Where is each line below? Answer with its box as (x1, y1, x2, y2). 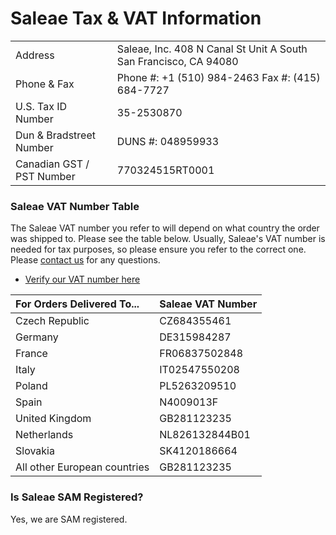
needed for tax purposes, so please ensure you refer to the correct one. (10, 243, 307, 256)
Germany (15, 330, 59, 344)
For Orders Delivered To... (15, 297, 140, 311)
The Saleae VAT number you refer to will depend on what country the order (10, 222, 320, 234)
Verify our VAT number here (24, 273, 141, 286)
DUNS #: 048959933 (116, 134, 220, 148)
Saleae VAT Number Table (10, 199, 140, 213)
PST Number (15, 169, 76, 183)
